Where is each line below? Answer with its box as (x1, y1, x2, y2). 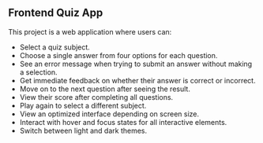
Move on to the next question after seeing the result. (19, 84, 191, 93)
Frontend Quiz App (8, 6, 103, 20)
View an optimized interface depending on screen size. (19, 109, 200, 119)
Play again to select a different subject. (19, 101, 147, 110)
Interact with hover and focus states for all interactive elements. (19, 117, 227, 126)
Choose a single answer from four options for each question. (19, 50, 218, 60)
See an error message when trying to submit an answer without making (19, 59, 253, 68)
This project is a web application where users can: (8, 27, 172, 36)
